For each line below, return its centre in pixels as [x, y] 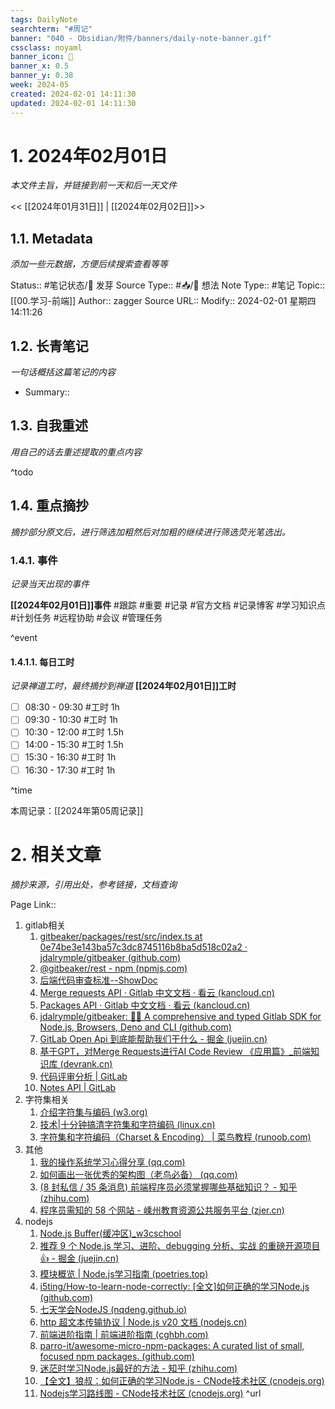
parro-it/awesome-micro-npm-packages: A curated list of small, [172, 1345]
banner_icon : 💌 [42, 57]
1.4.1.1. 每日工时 [42, 662]
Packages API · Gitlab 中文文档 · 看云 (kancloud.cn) [145, 1005]
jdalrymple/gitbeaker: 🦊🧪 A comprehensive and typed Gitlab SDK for [180, 1016]
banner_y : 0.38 [42, 76]
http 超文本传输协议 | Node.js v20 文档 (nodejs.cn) [143, 1322]
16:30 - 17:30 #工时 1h [70, 770]
